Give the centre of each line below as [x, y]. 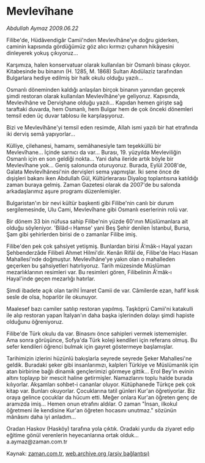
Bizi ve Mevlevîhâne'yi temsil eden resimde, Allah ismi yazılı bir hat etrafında [102, 127]
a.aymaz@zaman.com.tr [37, 442]
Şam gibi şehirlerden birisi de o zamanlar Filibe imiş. [72, 234]
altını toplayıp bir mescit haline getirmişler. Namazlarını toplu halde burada [99, 377]
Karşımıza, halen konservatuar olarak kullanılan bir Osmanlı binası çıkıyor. [99, 65]
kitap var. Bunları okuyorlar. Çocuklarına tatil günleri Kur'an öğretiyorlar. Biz [101, 391]
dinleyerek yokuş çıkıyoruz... [42, 53]
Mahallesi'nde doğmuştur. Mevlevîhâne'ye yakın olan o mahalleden [91, 259]
